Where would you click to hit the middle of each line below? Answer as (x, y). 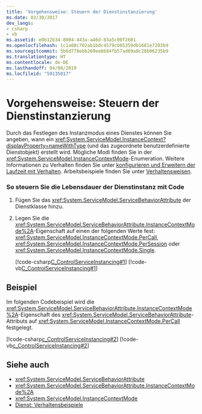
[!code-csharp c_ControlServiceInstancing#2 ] (62, 339)
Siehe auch (28, 365)
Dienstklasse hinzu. (39, 206)
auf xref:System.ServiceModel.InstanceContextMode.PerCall (104, 321)
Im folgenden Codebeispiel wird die (50, 302)
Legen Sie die (32, 218)
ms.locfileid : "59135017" (39, 74)
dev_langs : (20, 23)
